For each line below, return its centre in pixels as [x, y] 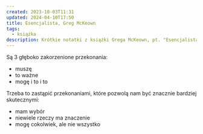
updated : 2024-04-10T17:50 [40, 18]
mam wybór [30, 111]
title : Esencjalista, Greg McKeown [51, 23]
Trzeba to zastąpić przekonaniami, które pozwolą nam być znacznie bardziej [101, 93]
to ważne [27, 75]
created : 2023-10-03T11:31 [40, 12]
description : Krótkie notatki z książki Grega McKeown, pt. [84, 40]
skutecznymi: [23, 100]
